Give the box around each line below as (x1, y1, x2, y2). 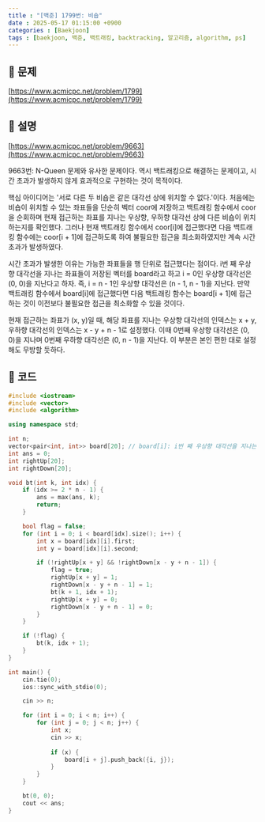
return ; (36, 501, 62, 509)
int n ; (8, 435, 30, 443)
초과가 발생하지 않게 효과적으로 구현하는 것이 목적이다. (16, 176, 183, 185)
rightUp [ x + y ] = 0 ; (50, 595, 118, 604)
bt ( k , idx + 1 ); (36, 639, 90, 647)
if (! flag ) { (22, 632, 65, 640)
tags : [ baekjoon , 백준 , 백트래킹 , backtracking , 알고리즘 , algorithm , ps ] (8, 33, 246, 42)
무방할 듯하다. (22, 345, 65, 354)
